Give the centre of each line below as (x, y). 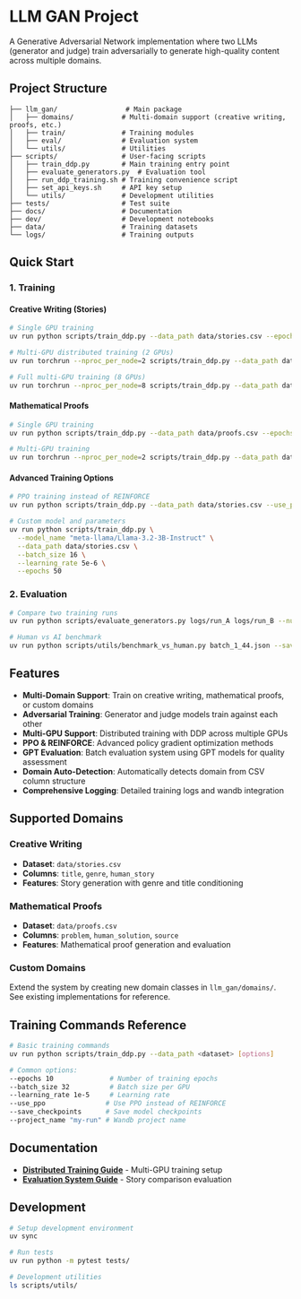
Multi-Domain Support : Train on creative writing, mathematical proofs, (153, 695)
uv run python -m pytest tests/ (69, 1261)
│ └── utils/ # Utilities (88, 148)
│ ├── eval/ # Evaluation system (104, 141)
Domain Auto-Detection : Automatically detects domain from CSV (143, 771)
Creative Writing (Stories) (58, 309)
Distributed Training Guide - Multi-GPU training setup (122, 1169)
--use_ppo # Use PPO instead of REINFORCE (118, 1104)
